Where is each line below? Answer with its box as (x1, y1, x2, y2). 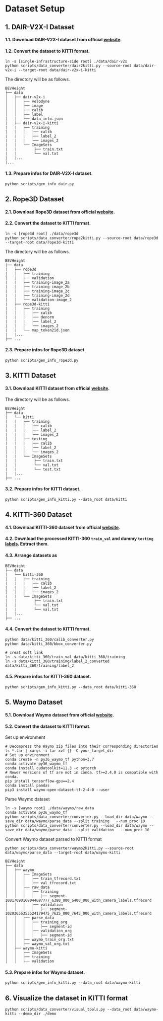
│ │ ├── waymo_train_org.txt (5, 937, 74, 942)
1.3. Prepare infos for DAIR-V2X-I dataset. (5, 170, 93, 176)
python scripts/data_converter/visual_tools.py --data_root (5, 1007, 132, 1012)
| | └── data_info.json (5, 116, 63, 122)
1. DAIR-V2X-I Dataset (5, 23, 74, 31)
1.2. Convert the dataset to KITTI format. (5, 48, 90, 54)
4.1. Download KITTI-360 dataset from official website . (5, 524, 120, 530)
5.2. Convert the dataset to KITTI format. (5, 723, 91, 729)
